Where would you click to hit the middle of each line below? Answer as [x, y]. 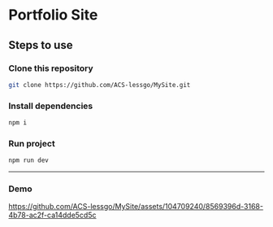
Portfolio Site [53, 15]
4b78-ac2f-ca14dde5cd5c [52, 215]
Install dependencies [51, 106]
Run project [32, 143]
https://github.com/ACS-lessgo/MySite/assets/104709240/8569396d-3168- [136, 207]
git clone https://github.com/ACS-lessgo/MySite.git [100, 85]
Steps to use [41, 45]
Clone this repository [51, 68]
